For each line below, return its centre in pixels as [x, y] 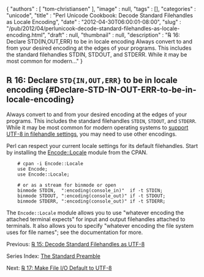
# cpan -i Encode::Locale [51, 163]
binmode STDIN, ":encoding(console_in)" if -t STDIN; [90, 190]
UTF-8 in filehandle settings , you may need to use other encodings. [92, 134]
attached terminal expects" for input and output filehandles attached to [96, 219]
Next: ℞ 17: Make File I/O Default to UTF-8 [59, 268]
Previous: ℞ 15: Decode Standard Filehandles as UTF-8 [76, 244]
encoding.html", [26, 35]
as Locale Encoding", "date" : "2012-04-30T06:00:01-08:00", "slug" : [94, 22]
